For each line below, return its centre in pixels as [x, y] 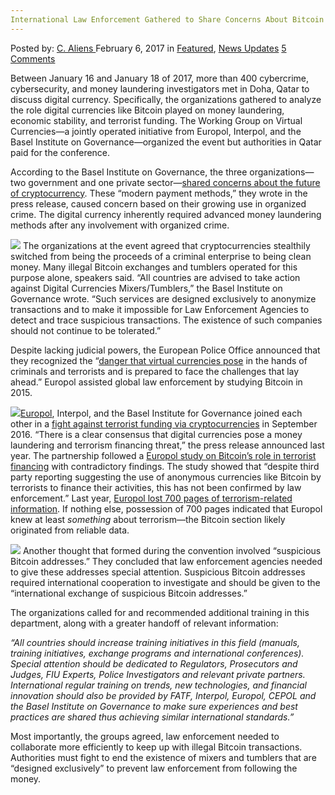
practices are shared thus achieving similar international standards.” [152, 717]
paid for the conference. [60, 152]
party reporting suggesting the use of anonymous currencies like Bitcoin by [166, 477]
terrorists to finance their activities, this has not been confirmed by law [156, 487]
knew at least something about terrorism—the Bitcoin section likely [148, 519]
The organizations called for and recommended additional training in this [160, 612]
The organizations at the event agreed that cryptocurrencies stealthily [166, 245]
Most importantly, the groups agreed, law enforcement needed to [145, 736]
